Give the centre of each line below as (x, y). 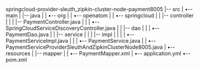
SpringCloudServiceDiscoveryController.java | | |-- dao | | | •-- (83, 28)
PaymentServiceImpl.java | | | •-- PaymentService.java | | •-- (81, 41)
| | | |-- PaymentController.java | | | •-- (53, 22)
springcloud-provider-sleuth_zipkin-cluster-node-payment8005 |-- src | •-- (99, 9)
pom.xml (16, 60)
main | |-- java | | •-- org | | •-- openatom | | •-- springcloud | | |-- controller (100, 15)
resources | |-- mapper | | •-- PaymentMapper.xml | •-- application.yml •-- (98, 53)
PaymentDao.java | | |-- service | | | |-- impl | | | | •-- (70, 34)
